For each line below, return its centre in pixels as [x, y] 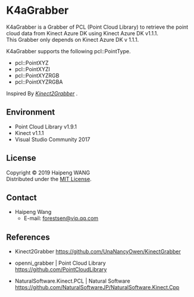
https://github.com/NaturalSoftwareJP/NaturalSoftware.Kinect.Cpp [97, 287]
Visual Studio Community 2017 [53, 139]
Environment [31, 112]
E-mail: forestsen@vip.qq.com [61, 218]
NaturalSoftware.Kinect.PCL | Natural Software [72, 281]
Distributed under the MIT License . [49, 179]
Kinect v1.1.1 [29, 133]
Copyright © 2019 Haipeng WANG [48, 172]
